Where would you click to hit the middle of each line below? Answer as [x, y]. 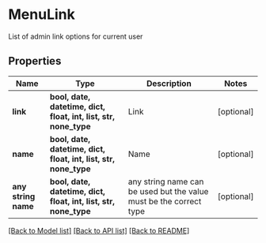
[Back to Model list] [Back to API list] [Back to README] [99, 230]
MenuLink [42, 15]
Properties [35, 61]
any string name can [166, 181]
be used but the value [168, 191]
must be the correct [165, 201]
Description [169, 83]
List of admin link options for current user [76, 36]
